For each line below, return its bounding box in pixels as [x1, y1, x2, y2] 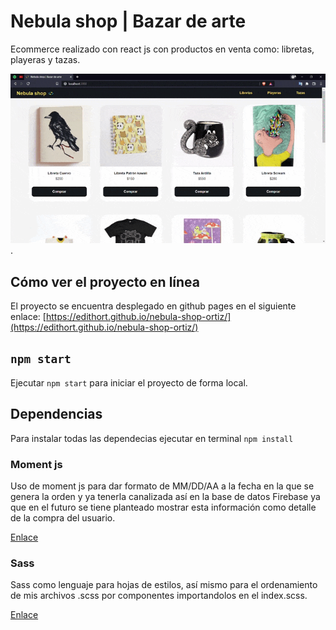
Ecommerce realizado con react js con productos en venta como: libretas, [10, 43, 315, 55]
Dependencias [10, 406, 103, 423]
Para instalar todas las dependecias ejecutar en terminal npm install [10, 432, 294, 444]
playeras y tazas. [10, 53, 81, 65]
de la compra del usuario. [10, 511, 116, 524]
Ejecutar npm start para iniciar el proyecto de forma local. [10, 376, 248, 389]
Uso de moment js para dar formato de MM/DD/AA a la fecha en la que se [10, 480, 315, 492]
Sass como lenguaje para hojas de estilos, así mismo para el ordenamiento [10, 579, 318, 591]
